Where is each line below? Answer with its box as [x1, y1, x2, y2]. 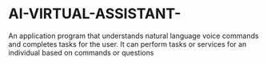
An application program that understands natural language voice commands [8, 31, 259, 40]
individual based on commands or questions [8, 48, 154, 57]
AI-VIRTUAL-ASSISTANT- [8, 5, 181, 23]
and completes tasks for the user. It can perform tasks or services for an [8, 39, 247, 48]
